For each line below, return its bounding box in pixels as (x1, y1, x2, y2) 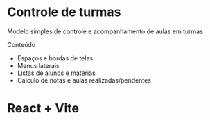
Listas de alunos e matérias (17, 69, 96, 77)
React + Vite (7, 101, 80, 117)
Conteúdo (7, 40, 36, 49)
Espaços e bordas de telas (17, 53, 94, 62)
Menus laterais (17, 61, 60, 69)
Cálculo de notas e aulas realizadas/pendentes (17, 76, 151, 84)
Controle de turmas (7, 4, 121, 20)
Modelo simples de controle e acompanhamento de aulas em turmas (7, 27, 203, 35)
